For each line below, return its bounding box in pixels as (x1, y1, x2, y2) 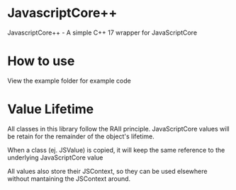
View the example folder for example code (7, 76, 131, 85)
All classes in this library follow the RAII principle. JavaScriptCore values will (7, 124, 230, 133)
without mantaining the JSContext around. (7, 174, 131, 183)
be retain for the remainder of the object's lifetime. (7, 132, 154, 141)
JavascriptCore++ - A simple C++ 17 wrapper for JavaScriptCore (7, 28, 197, 37)
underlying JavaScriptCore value (7, 153, 103, 162)
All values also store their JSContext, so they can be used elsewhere (7, 167, 208, 175)
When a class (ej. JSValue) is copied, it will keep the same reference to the (7, 146, 225, 154)
